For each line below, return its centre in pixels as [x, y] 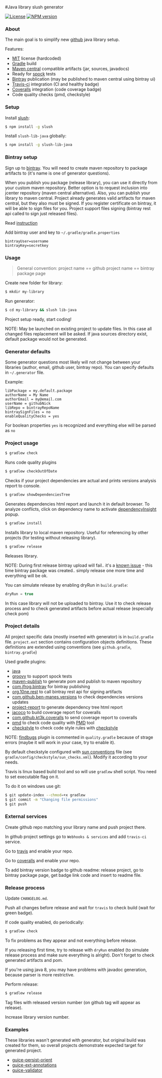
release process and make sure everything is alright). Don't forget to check [80, 955]
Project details [22, 626]
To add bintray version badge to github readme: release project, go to [74, 870]
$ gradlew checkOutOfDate [31, 471]
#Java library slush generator [34, 7]
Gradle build [24, 64]
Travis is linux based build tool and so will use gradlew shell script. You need [81, 771]
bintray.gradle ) [21, 652]
